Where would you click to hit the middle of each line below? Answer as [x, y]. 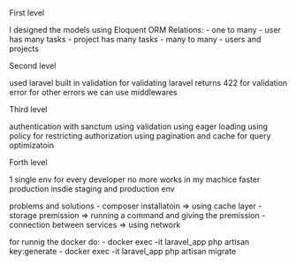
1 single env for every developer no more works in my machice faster [135, 179]
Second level [33, 66]
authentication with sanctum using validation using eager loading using [138, 126]
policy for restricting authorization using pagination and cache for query [140, 136]
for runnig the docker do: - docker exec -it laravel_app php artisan [129, 242]
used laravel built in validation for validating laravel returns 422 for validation [148, 83]
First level [27, 13]
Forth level [28, 162]
